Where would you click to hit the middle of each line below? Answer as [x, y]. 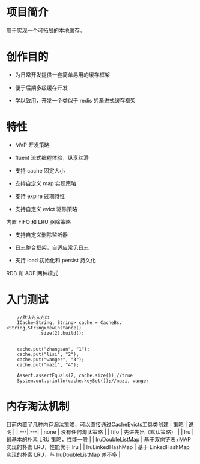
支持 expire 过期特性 [40, 196]
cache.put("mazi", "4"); [48, 365]
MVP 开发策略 [32, 145]
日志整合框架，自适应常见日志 [52, 247]
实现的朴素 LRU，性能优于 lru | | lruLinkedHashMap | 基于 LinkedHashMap [98, 447]
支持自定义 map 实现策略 [46, 183]
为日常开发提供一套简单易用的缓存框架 [62, 75]
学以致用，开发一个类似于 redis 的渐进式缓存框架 [75, 100]
